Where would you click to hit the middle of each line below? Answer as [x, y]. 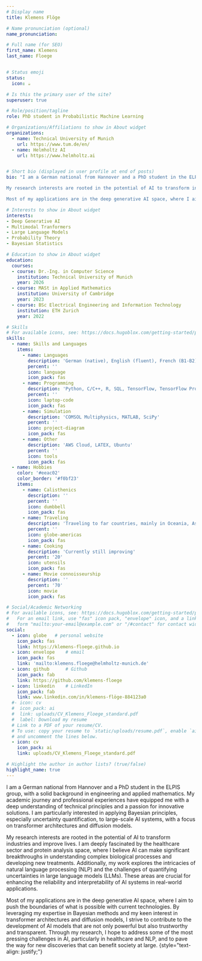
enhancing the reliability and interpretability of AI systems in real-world [94, 882]
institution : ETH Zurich [48, 311]
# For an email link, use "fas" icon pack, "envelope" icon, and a [95, 619]
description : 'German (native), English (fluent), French [102, 361]
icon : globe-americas [55, 535]
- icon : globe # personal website [57, 635]
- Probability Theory [33, 238]
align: [13, 951]
